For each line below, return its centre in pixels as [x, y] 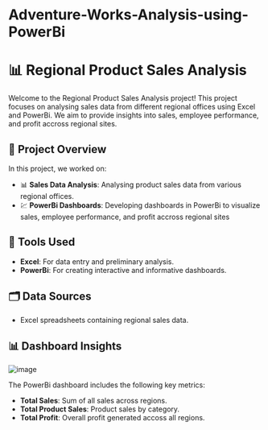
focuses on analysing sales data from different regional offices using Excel [132, 107]
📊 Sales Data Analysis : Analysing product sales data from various [130, 184]
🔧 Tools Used [42, 242]
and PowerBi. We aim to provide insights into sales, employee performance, [134, 115]
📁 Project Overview [58, 149]
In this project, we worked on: [58, 168]
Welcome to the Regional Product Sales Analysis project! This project [123, 98]
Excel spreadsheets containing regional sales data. [104, 320]
